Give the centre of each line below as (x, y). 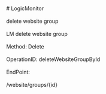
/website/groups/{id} (32, 85)
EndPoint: (18, 72)
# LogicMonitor (25, 8)
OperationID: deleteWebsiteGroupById (53, 59)
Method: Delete (25, 46)
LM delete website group (37, 34)
